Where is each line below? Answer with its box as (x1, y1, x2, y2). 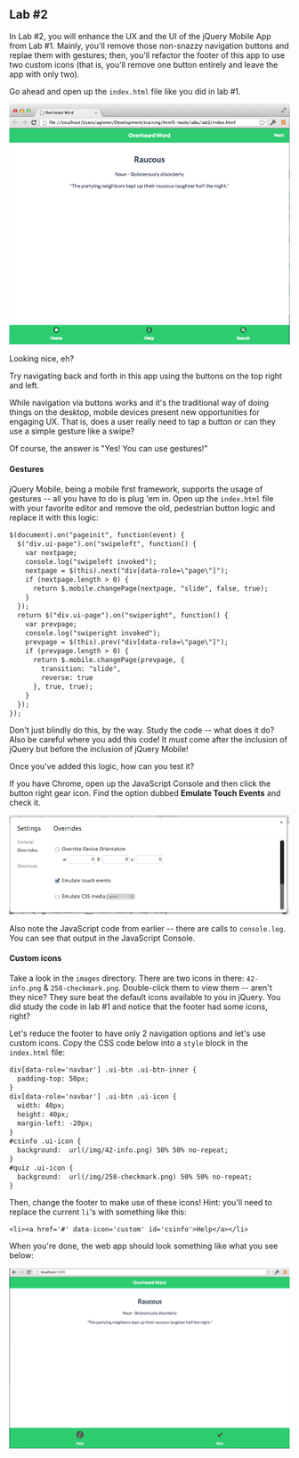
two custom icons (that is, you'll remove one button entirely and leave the (9, 59, 279, 70)
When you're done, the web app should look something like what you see (9, 1240, 279, 1251)
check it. (9, 797, 42, 808)
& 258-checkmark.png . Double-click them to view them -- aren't (43, 982, 273, 993)
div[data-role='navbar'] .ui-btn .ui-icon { (9, 1092, 177, 1101)
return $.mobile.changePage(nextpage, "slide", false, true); (32, 584, 269, 592)
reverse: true (41, 673, 93, 682)
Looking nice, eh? (9, 353, 74, 364)
